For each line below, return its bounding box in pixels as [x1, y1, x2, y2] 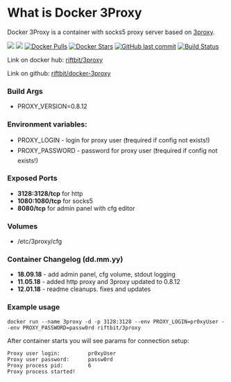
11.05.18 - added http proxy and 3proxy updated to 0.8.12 [17, 278, 180, 286]
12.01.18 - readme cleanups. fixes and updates [17, 285, 151, 293]
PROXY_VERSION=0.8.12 [17, 102, 88, 110]
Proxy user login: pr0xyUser [7, 349, 117, 357]
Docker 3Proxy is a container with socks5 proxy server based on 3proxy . [7, 28, 215, 36]
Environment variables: [7, 119, 88, 129]
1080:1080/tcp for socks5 [17, 197, 94, 205]
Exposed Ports [7, 174, 58, 183]
